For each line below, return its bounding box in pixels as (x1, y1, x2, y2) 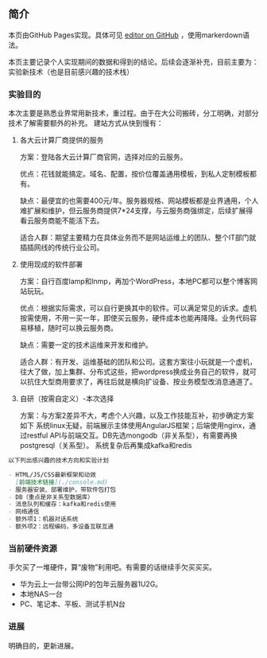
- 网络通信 (8, 508, 40, 516)
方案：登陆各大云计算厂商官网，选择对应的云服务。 (19, 152, 188, 162)
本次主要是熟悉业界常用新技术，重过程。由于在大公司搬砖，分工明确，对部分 (8, 108, 259, 118)
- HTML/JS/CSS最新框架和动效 (8, 470, 97, 479)
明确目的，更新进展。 (8, 640, 78, 650)
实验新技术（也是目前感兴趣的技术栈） (8, 67, 133, 76)
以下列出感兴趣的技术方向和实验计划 (8, 457, 110, 465)
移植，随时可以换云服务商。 (26, 323, 118, 333)
